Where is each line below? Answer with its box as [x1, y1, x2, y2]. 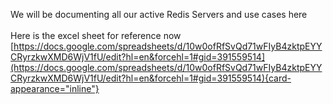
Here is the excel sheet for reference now [10, 30, 182, 41]
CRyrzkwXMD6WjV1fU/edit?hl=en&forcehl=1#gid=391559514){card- [10, 72, 292, 84]
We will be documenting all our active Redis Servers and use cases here [10, 9, 308, 20]
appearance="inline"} [10, 83, 100, 94]
